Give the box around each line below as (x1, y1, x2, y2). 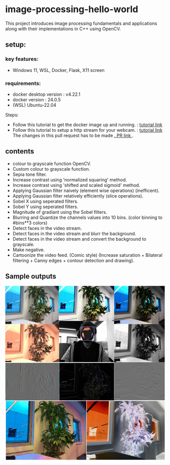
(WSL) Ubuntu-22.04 (12, 102, 57, 108)
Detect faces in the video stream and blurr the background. (12, 230, 137, 237)
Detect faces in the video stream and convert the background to (12, 236, 147, 242)
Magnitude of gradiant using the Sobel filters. (12, 209, 107, 215)
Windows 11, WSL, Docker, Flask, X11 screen (12, 67, 105, 73)
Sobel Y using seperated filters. (12, 204, 78, 210)
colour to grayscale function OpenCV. (12, 161, 92, 167)
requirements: (5, 80, 41, 87)
